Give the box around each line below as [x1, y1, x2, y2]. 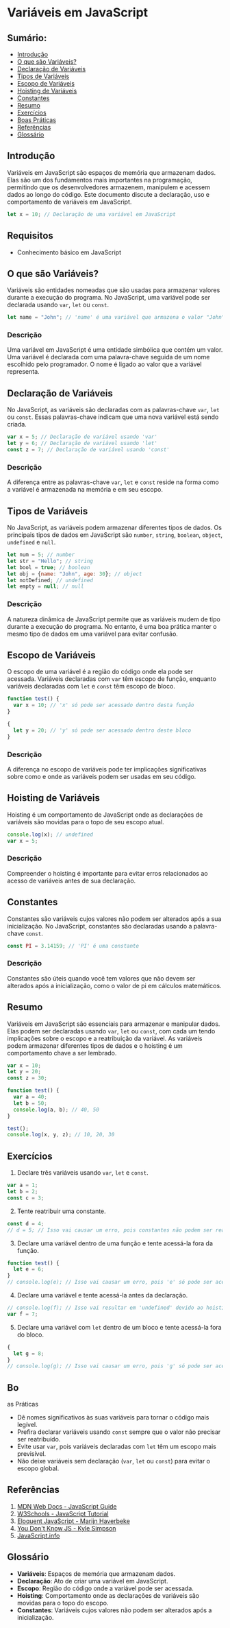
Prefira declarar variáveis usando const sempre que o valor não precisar [16, 1428, 221, 1436]
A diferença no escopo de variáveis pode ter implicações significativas [7, 765, 207, 773]
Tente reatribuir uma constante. [16, 1207, 106, 1215]
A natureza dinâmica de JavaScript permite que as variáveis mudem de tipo [7, 615, 220, 623]
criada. [7, 420, 27, 429]
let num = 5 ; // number [7, 551, 75, 558]
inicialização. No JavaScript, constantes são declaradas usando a [7, 922, 192, 930]
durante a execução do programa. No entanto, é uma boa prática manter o [7, 622, 217, 630]
